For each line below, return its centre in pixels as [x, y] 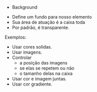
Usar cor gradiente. [32, 84]
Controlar [22, 57]
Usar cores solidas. [32, 47]
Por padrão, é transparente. [41, 27]
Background [25, 7]
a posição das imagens [43, 63]
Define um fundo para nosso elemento [52, 17]
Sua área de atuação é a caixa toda [48, 22]
